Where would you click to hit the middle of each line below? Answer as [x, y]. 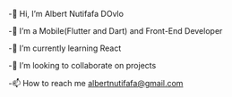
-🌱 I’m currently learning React [65, 48]
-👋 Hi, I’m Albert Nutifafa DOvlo [66, 14]
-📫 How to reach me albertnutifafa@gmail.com [96, 83]
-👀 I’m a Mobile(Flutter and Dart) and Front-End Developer [116, 31]
